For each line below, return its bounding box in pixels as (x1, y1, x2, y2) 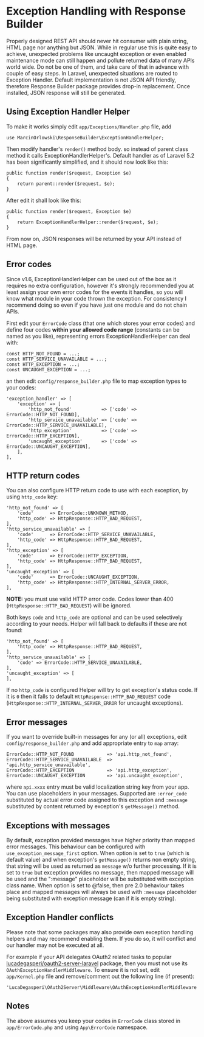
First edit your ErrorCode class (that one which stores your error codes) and (6, 319, 195, 327)
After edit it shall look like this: (6, 197, 81, 204)
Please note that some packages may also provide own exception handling (6, 928, 194, 935)
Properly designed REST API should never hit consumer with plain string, (6, 37, 188, 44)
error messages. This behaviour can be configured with (6, 843, 146, 850)
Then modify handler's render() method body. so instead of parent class (6, 145, 188, 153)
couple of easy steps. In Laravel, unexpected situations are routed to (6, 69, 178, 77)
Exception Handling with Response (6, 4, 186, 18)
